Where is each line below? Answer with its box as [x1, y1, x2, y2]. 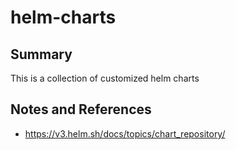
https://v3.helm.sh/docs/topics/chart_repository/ [24, 127, 226, 140]
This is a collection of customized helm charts [10, 72, 200, 84]
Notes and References [10, 101, 152, 118]
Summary [10, 46, 73, 63]
